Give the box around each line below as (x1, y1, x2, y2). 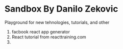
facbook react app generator (11, 29, 70, 34)
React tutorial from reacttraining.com (11, 34, 86, 40)
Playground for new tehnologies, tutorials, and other (4, 19, 110, 25)
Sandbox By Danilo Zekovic (4, 3, 119, 15)
